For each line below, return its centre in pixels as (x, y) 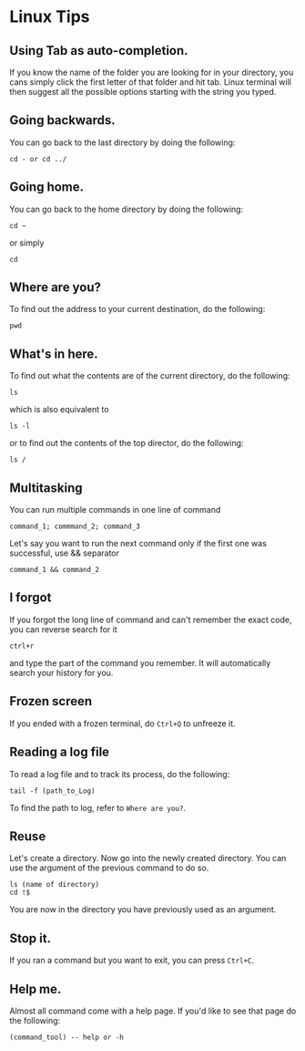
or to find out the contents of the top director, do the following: (127, 443)
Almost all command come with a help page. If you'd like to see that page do (153, 1011)
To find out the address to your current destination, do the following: (137, 309)
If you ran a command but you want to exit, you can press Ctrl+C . (132, 961)
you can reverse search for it (63, 629)
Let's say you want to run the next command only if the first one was (138, 544)
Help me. (36, 989)
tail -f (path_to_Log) (52, 791)
